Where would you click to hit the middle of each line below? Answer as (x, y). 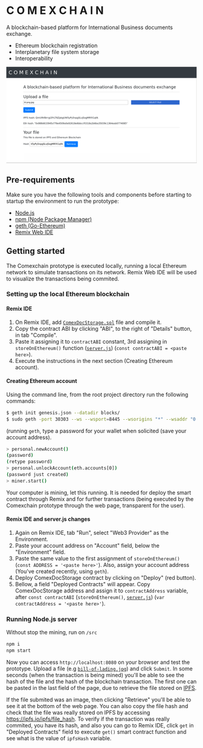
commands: (21, 401)
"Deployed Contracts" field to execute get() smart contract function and (96, 732)
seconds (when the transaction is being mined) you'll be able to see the (95, 675)
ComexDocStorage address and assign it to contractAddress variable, (101, 591)
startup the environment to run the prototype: (63, 201)
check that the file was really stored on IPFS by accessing (78, 713)
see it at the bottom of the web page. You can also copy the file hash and (97, 706)
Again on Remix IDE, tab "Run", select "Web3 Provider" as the (92, 533)
